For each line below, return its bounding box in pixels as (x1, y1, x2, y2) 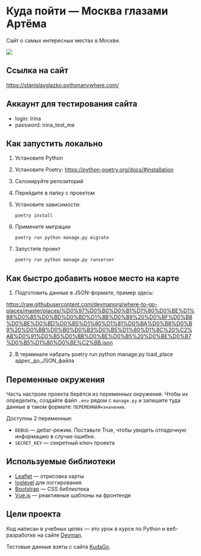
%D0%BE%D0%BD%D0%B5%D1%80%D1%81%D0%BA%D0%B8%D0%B (6, 320, 193, 327)
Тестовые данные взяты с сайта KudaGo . (6, 543, 111, 550)
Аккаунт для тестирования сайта (6, 99, 138, 109)
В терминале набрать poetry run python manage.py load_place (14, 351, 173, 358)
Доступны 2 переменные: (6, 415, 73, 422)
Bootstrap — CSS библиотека (14, 485, 90, 492)
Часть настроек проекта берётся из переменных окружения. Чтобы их (6, 390, 188, 397)
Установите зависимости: (14, 201, 81, 208)
